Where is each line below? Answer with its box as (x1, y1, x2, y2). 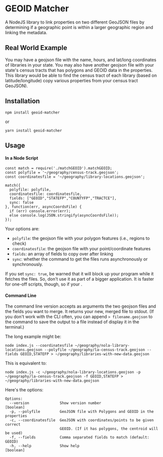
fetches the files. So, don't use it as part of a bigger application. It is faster (5, 276, 154, 282)
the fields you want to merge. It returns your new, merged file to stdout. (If (5, 309, 154, 314)
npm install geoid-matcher (5, 110, 60, 115)
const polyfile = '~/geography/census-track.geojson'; (5, 170, 119, 175)
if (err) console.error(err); (9, 209, 71, 214)
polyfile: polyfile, (9, 187, 51, 192)
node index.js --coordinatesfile (5, 343, 73, 348)
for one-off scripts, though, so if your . (5, 281, 82, 287)
